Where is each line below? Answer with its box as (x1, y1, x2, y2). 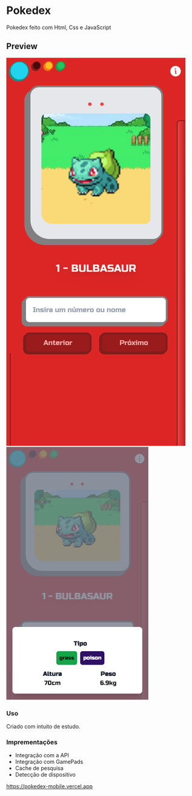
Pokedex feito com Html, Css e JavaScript (6, 24, 111, 31)
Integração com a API (15, 752, 70, 759)
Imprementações (6, 738, 58, 746)
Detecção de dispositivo (15, 771, 76, 778)
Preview (6, 41, 38, 52)
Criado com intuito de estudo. (6, 723, 81, 731)
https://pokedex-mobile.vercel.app (6, 783, 93, 790)
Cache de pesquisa (15, 764, 64, 772)
